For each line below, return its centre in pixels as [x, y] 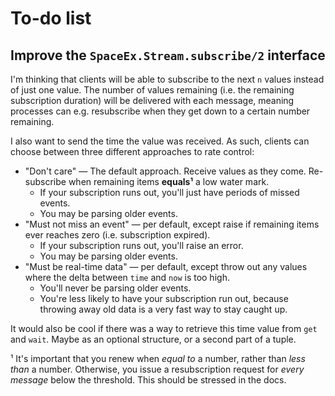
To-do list [51, 18]
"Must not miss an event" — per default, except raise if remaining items [172, 224]
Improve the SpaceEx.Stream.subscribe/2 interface [168, 55]
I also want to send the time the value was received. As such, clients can [160, 141]
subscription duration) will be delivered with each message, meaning [152, 100]
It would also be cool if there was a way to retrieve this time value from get [164, 328]
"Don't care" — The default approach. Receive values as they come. [165, 171]
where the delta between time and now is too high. [127, 277]
